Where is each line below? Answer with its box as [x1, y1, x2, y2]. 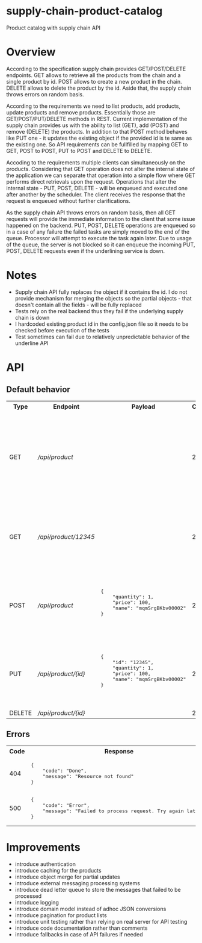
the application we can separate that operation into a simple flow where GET [6, 172, 196, 179]
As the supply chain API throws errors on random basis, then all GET [6, 209, 176, 216]
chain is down [14, 314, 50, 321]
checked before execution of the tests [14, 326, 109, 334]
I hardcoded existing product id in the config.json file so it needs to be [14, 320, 189, 328]
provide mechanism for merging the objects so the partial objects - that [14, 294, 192, 302]
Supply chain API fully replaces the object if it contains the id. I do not [14, 288, 188, 296]
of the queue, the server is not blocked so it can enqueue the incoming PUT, [6, 241, 195, 248]
